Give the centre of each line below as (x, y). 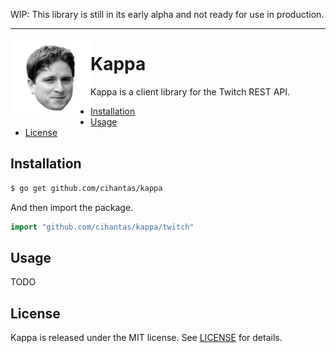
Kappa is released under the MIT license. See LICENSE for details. (146, 338)
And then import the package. (72, 207)
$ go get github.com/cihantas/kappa (86, 188)
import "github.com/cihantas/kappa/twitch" (102, 227)
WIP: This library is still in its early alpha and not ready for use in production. (167, 14)
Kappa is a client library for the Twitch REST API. (190, 91)
